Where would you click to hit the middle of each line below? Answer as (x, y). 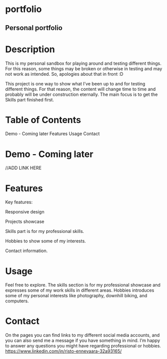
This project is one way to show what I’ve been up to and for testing (75, 83)
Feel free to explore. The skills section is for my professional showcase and (83, 285)
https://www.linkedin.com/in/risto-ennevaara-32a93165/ (63, 351)
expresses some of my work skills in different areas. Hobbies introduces (80, 290)
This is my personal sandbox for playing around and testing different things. (83, 63)
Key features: (19, 202)
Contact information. (27, 251)
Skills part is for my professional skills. (45, 231)
